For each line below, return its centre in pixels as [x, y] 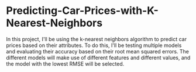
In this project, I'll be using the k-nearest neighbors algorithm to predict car [97, 39]
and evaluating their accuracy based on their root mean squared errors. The [97, 51]
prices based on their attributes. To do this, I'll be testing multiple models [94, 45]
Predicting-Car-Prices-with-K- [82, 11]
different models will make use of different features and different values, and [98, 57]
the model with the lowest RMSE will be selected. [65, 64]
